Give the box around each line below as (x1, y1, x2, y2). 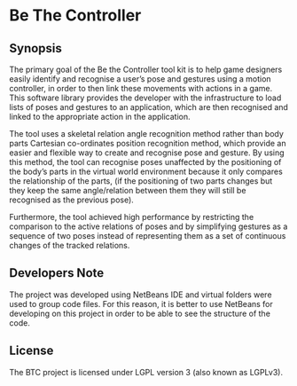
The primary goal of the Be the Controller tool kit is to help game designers (9, 64, 283, 75)
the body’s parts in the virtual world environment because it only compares (9, 166, 284, 177)
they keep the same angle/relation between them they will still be (9, 185, 246, 195)
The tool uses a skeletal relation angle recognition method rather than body (9, 129, 284, 138)
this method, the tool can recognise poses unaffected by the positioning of (9, 157, 282, 167)
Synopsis (9, 41, 62, 56)
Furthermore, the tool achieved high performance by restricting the (9, 212, 254, 222)
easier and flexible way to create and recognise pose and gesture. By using (9, 147, 285, 158)
